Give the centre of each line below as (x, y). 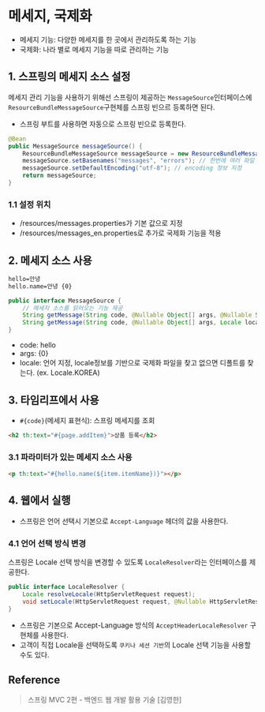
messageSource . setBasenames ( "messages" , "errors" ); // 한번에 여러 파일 (138, 161)
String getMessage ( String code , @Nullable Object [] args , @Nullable (137, 315)
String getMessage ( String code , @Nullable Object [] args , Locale (132, 323)
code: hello (38, 345)
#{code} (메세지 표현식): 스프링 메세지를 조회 (87, 420)
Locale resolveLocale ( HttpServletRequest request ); (109, 594)
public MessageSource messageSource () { (76, 146)
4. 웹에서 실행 (39, 501)
